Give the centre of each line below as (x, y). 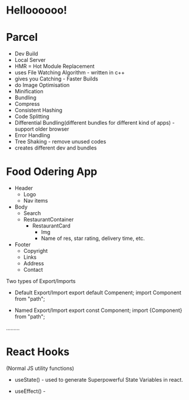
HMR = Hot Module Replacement (54, 66)
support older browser (42, 129)
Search (32, 213)
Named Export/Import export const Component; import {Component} (98, 310)
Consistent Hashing (39, 110)
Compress (27, 104)
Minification (29, 92)
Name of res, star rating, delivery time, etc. (93, 238)
